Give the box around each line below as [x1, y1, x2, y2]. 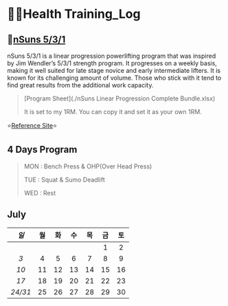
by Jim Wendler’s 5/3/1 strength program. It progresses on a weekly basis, [7, 59, 218, 67]
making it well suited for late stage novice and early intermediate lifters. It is [7, 67, 221, 74]
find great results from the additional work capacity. [7, 81, 154, 89]
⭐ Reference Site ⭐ [7, 122, 58, 129]
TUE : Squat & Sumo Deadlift [23, 175, 105, 184]
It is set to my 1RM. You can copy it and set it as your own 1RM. [23, 108, 203, 116]
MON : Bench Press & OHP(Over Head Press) [23, 162, 152, 171]
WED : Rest [23, 188, 56, 197]
